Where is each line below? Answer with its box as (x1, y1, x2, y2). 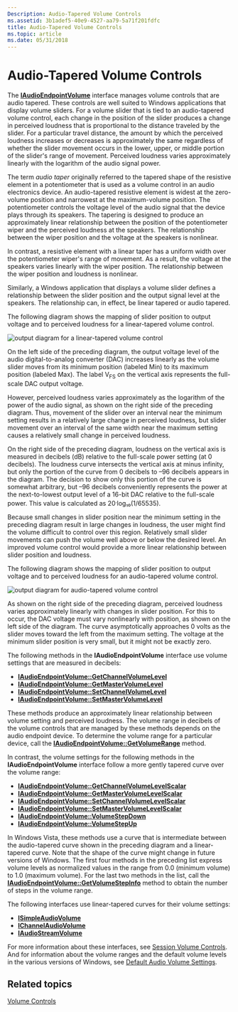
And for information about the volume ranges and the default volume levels (7, 950, 227, 959)
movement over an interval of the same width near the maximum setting (7, 423, 218, 432)
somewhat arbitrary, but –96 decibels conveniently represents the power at (7, 482, 227, 491)
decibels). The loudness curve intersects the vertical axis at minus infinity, (7, 459, 225, 468)
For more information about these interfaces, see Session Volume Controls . (7, 942, 228, 951)
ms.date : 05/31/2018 (7, 37, 69, 44)
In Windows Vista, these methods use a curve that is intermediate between (7, 833, 227, 841)
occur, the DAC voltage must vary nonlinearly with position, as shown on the (7, 614, 231, 623)
